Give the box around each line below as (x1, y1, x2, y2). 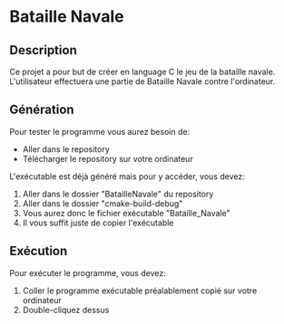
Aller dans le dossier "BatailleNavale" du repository (22, 188, 214, 199)
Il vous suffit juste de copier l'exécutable (22, 217, 174, 228)
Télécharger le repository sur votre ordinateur (22, 153, 193, 164)
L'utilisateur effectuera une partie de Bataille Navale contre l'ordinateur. (9, 76, 276, 87)
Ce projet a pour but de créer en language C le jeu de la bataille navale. (9, 66, 276, 77)
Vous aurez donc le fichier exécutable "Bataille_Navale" (22, 207, 230, 218)
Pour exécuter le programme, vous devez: (9, 267, 166, 278)
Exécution (9, 243, 68, 259)
